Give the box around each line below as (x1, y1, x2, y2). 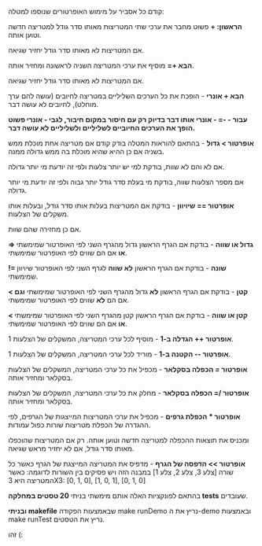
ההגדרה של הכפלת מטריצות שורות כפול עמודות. (8, 420, 151, 430)
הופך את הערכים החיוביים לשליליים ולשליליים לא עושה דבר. (8, 124, 195, 132)
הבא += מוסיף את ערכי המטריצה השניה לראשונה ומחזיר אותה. (8, 61, 194, 70)
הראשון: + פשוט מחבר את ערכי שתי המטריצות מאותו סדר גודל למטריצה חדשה (8, 22, 242, 31)
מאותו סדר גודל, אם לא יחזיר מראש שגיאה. (8, 444, 135, 453)
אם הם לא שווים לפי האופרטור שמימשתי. (8, 295, 130, 304)
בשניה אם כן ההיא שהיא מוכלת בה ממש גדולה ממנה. (8, 147, 165, 156)
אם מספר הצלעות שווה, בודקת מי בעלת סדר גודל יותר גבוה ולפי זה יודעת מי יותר (8, 177, 244, 186)
